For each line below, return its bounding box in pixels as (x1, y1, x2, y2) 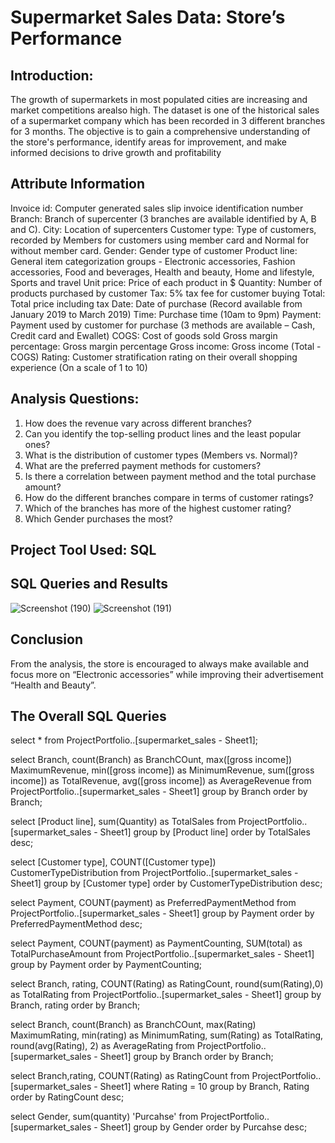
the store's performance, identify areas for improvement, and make (10, 136, 287, 148)
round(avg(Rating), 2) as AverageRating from (10, 1040, 195, 1052)
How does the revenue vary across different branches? (24, 417, 252, 429)
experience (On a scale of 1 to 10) (10, 361, 148, 373)
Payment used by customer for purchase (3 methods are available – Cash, (10, 319, 316, 331)
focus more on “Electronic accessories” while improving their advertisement (10, 668, 324, 680)
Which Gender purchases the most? (24, 512, 173, 525)
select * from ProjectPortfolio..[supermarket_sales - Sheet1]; (10, 734, 259, 746)
